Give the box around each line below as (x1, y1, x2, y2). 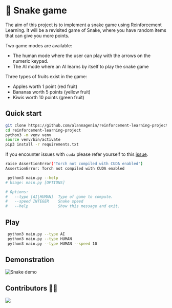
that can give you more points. (5, 32, 70, 39)
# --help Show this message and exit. (5, 204, 120, 209)
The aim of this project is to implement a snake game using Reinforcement (5, 22, 162, 28)
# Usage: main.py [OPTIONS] (5, 180, 66, 185)
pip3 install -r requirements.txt (5, 142, 79, 147)
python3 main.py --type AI (7, 231, 66, 237)
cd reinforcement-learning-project (5, 128, 81, 133)
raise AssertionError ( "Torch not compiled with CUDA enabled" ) (5, 161, 143, 167)
